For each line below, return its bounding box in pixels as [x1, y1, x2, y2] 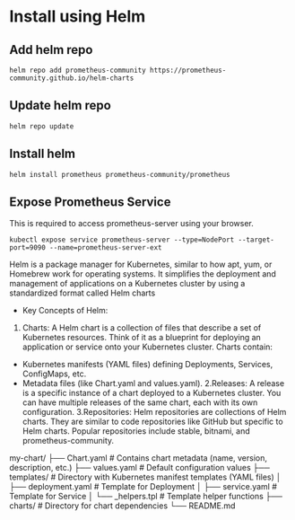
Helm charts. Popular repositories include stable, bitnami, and [22, 426, 251, 436]
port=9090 [9, 243, 47, 252]
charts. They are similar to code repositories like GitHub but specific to [22, 416, 284, 427]
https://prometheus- [149, 66, 227, 75]
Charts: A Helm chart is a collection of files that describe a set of [22, 322, 262, 333]
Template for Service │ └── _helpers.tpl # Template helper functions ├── [9, 491, 282, 502]
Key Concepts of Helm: [22, 305, 108, 316]
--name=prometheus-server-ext [48, 243, 163, 252]
